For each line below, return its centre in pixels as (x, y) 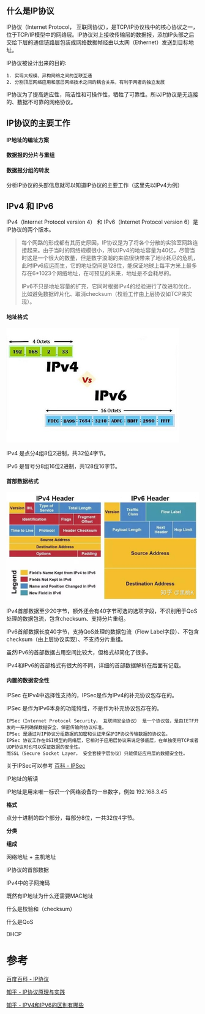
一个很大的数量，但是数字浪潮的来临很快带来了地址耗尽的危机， (118, 258)
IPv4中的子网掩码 (28, 883)
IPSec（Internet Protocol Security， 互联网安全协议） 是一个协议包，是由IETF (100, 721)
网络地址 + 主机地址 (31, 857)
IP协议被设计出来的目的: (36, 62)
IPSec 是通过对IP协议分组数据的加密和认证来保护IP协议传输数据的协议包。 (88, 734)
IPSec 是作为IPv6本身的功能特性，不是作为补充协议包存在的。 (84, 708)
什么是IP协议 (30, 11)
